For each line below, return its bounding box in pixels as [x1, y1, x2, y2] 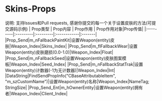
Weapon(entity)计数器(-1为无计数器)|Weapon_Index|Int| [5, 67, 116, 73]
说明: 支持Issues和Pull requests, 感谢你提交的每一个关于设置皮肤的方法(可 [5, 20, 152, 26]
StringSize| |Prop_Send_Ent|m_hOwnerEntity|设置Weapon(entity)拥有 [5, 85, 143, 90]
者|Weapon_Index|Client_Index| [5, 90, 68, 96]
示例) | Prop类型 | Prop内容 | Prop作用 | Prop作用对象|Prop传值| [17, 26, 144, 32]
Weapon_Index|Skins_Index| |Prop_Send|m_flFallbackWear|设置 [10, 43, 138, 49]
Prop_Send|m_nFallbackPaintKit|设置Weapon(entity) [6, 37, 110, 43]
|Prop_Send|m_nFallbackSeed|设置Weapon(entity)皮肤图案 [5, 55, 122, 61]
